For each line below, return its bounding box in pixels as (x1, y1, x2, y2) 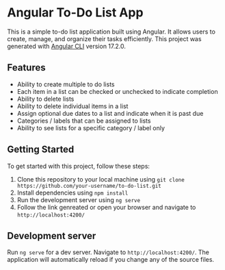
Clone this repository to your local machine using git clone (16, 175, 185, 183)
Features (7, 62, 46, 73)
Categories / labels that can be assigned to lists (16, 116, 151, 125)
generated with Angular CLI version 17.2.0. (7, 42, 127, 50)
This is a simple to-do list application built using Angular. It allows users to (7, 27, 215, 36)
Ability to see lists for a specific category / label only (16, 123, 166, 132)
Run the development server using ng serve (16, 195, 141, 204)
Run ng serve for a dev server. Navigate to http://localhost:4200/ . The (7, 248, 210, 256)
